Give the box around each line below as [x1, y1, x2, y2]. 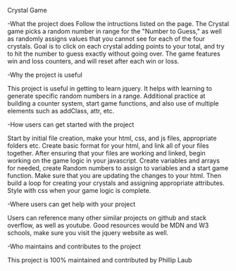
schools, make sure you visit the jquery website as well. [7, 229, 169, 237]
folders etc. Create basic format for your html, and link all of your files [7, 141, 209, 150]
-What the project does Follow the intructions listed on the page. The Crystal [7, 20, 230, 27]
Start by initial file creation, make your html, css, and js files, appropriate [7, 134, 217, 142]
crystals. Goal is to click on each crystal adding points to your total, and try [7, 42, 225, 50]
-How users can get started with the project [7, 120, 135, 129]
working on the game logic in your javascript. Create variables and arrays [7, 156, 221, 165]
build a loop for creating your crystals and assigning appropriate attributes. [7, 179, 225, 187]
